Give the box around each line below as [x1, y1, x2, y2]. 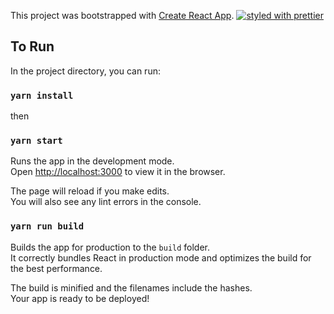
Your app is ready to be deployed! [10, 292, 150, 304]
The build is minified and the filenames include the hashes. [10, 281, 253, 294]
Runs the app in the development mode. [10, 155, 175, 167]
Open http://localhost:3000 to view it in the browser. [10, 166, 226, 178]
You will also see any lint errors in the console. [10, 196, 202, 208]
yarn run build [10, 221, 85, 232]
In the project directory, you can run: [10, 65, 161, 77]
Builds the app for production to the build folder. [10, 241, 211, 253]
